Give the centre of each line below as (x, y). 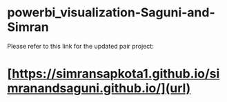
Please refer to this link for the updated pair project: (80, 46)
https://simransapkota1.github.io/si (116, 74)
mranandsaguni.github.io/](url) (99, 89)
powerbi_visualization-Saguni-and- (111, 13)
